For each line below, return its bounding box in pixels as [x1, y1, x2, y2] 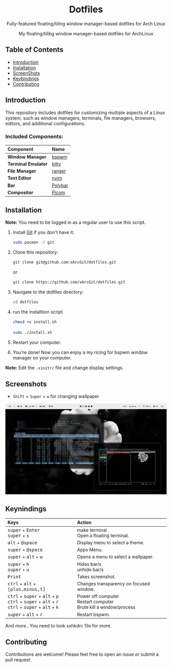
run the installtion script [12, 309, 63, 315]
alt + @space [7, 539, 37, 545]
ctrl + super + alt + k [7, 604, 59, 610]
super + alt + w [7, 554, 43, 560]
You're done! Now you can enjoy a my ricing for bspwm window [12, 349, 148, 355]
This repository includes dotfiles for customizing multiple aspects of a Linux [5, 109, 165, 116]
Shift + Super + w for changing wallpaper [12, 393, 100, 399]
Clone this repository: [12, 249, 58, 255]
